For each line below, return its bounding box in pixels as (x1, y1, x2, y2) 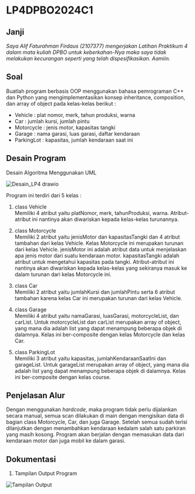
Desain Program (6, 153, 66, 163)
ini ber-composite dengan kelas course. (14, 374, 111, 381)
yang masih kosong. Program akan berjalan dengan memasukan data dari (6, 431, 184, 438)
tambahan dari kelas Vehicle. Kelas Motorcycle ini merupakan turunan (14, 239, 184, 247)
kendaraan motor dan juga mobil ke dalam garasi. (6, 437, 126, 444)
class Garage (14, 306, 47, 313)
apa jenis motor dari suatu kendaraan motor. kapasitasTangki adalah (14, 252, 180, 259)
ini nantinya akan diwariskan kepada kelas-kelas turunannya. (32, 216, 179, 223)
